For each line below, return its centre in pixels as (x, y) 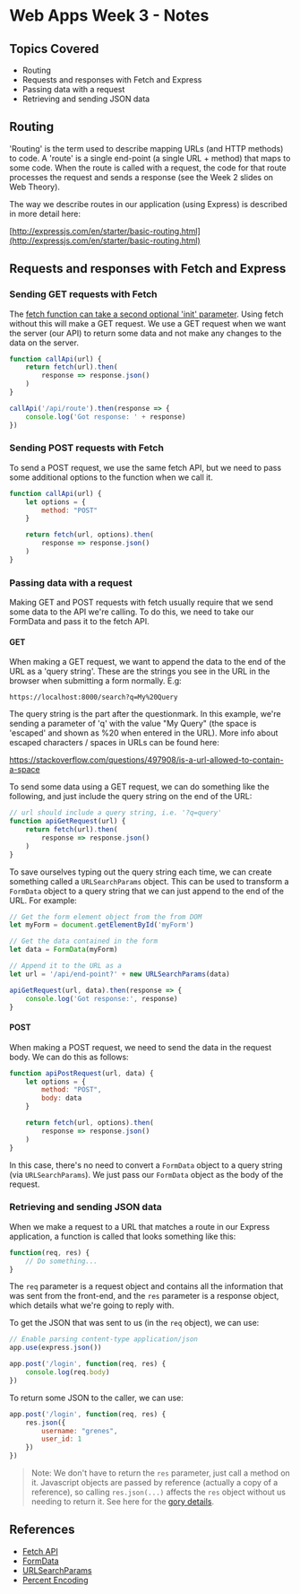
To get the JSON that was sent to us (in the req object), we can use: (134, 1323)
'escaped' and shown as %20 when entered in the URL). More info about (144, 733)
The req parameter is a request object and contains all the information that (146, 1286)
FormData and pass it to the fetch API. (79, 622)
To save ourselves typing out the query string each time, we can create (141, 872)
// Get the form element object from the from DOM (106, 917)
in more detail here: (45, 213)
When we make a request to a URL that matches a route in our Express (140, 1226)
